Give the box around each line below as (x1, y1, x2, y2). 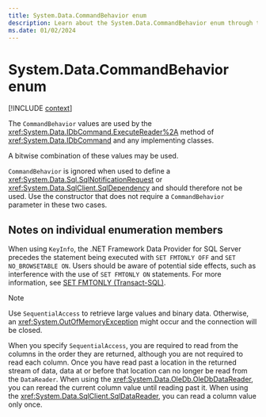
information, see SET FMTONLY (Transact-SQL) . (8, 278, 166, 288)
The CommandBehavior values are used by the (8, 119, 153, 128)
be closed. (8, 326, 43, 335)
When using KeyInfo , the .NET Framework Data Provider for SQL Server (8, 244, 241, 254)
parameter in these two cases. (8, 200, 108, 210)
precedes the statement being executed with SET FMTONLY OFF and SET (8, 253, 236, 262)
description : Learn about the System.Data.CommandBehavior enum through (8, 19, 253, 27)
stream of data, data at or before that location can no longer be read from (8, 366, 248, 376)
